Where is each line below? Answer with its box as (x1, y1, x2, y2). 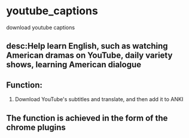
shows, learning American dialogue (6, 59, 142, 70)
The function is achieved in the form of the (6, 113, 168, 123)
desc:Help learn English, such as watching (6, 41, 169, 51)
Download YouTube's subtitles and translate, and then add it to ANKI (14, 96, 184, 103)
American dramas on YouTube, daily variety (6, 51, 173, 61)
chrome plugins (6, 122, 66, 132)
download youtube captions (6, 24, 75, 31)
